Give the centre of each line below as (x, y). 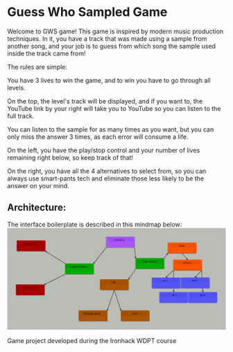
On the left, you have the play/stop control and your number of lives (104, 150)
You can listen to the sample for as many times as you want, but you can (111, 129)
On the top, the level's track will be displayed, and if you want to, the (105, 101)
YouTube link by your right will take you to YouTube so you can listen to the (114, 108)
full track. (21, 116)
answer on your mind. (38, 185)
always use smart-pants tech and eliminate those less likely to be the (106, 178)
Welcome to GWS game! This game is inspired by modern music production (115, 31)
